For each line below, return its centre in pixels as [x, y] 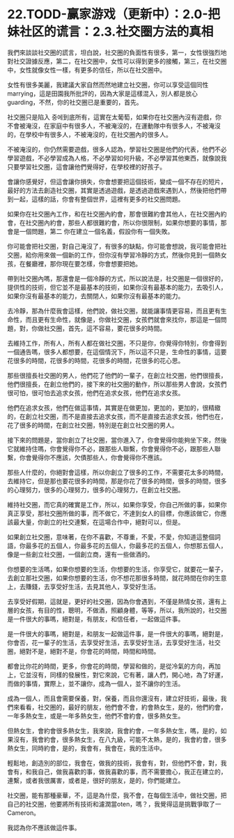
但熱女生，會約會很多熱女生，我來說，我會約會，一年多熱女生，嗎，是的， [114, 730]
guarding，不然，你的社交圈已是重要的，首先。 [75, 102]
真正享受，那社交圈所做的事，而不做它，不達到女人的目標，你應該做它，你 [114, 513]
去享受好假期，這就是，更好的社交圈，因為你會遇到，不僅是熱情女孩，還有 [114, 601]
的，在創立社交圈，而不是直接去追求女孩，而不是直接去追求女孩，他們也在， [117, 416]
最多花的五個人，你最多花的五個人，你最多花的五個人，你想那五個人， [126, 545]
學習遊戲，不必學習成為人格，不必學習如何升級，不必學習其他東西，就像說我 [117, 158]
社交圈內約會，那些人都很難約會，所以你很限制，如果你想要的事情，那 [126, 222]
